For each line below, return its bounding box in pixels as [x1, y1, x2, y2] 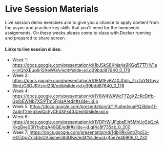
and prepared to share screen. [5, 35, 66, 41]
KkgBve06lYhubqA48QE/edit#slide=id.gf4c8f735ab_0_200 [12, 124, 131, 130]
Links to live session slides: [5, 46, 62, 52]
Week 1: [12, 57, 28, 63]
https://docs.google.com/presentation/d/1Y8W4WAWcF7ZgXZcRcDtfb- [12, 93, 156, 99]
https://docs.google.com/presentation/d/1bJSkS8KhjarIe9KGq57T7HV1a [12, 62, 157, 68]
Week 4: [12, 88, 29, 94]
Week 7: [12, 129, 29, 135]
